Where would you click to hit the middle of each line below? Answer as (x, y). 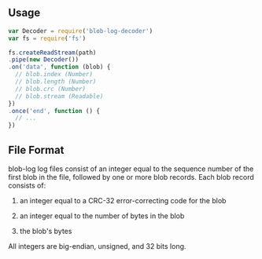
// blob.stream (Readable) (59, 96)
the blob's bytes (46, 231)
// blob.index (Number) (54, 75)
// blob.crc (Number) (51, 89)
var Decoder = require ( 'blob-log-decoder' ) (81, 31)
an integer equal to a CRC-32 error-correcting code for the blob (123, 201)
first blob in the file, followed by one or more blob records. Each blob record (131, 177)
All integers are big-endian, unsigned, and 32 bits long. (97, 246)
